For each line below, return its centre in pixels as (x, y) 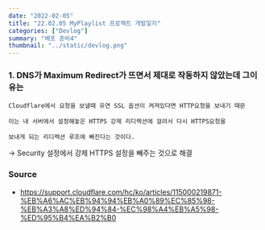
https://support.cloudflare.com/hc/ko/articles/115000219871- (121, 192)
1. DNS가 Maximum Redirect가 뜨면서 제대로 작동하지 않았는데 (124, 76)
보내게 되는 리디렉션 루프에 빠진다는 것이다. (72, 138)
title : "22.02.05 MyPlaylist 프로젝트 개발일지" (85, 23)
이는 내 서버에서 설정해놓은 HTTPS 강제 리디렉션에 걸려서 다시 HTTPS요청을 (117, 121)
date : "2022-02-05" (41, 16)
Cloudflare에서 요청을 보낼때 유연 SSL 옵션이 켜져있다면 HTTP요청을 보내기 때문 (127, 106)
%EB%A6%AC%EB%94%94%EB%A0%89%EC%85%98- (117, 200)
